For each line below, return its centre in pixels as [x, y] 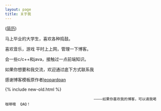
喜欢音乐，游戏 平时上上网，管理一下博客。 [48, 49]
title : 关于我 [18, 14]
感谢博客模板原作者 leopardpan [36, 80]
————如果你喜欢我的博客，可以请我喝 [125, 99]
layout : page [18, 9]
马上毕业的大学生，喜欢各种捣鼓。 [39, 39]
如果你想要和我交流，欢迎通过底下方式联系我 [50, 69]
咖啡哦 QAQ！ [18, 104]
